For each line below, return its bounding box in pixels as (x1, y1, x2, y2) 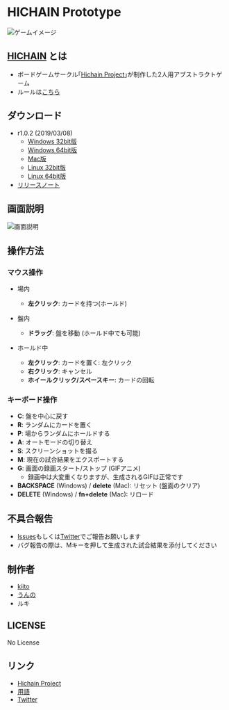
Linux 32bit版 (27, 163, 66, 171)
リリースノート (17, 180, 60, 188)
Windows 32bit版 (27, 137, 78, 145)
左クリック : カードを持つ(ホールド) (27, 300, 127, 308)
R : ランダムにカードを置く (17, 421, 92, 429)
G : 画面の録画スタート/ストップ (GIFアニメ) (17, 464, 141, 473)
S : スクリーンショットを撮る (17, 446, 99, 455)
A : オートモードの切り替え (17, 438, 93, 446)
